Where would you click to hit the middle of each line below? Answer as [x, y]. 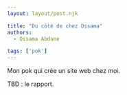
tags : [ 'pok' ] [27, 51]
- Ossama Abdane [36, 39]
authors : [20, 32]
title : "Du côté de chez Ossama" [55, 26]
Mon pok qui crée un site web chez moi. [63, 71]
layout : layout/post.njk [43, 13]
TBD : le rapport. [31, 84]
